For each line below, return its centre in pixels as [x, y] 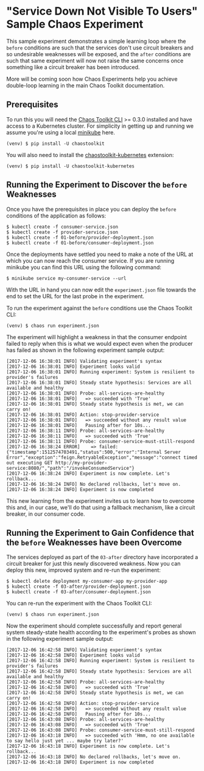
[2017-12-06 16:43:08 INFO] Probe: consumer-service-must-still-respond [100, 730]
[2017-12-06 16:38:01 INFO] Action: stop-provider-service [83, 415]
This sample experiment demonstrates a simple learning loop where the [96, 41]
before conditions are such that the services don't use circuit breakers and [100, 48]
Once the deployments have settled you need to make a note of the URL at [100, 254]
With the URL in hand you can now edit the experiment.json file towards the [101, 290]
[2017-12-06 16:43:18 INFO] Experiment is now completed [80, 762]
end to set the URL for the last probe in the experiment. [76, 296]
